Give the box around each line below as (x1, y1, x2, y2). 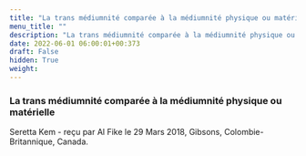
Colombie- (224, 127, 264, 138)
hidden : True (9, 56, 59, 65)
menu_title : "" (9, 22, 67, 31)
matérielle (9, 106, 56, 119)
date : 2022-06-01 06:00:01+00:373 (9, 38, 141, 48)
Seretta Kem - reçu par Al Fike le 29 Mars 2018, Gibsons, (9, 127, 223, 138)
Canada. (56, 136, 89, 147)
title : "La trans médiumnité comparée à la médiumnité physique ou (9, 13, 271, 23)
